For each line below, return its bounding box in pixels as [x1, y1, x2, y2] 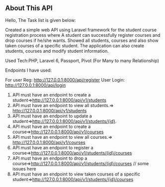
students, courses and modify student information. [5, 48, 109, 54]
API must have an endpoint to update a [12, 113, 92, 119]
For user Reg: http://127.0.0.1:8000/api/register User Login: [5, 77, 125, 83]
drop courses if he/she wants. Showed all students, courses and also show [5, 37, 159, 43]
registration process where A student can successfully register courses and [5, 32, 161, 38]
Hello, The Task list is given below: [5, 17, 76, 23]
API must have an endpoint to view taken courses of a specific [12, 171, 141, 177]
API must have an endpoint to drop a [12, 155, 87, 161]
